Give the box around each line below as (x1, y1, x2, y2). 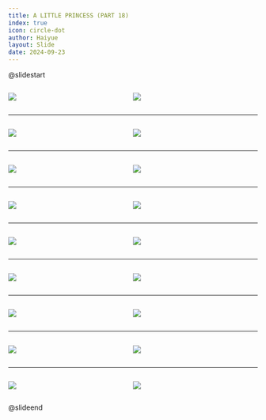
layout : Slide (8, 41, 55, 49)
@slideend (8, 403, 44, 412)
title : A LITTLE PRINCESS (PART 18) (8, 11, 129, 20)
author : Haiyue (8, 33, 59, 42)
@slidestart (8, 70, 46, 79)
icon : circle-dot (8, 26, 66, 34)
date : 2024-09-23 (8, 48, 66, 56)
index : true (8, 19, 47, 27)
